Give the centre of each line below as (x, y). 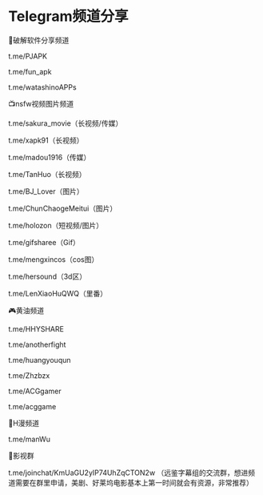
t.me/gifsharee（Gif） (44, 242)
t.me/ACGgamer (35, 391)
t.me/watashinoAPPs (43, 87)
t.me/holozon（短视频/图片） (56, 225)
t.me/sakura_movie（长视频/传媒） (66, 123)
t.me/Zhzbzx (29, 375)
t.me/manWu (29, 439)
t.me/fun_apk (30, 71)
